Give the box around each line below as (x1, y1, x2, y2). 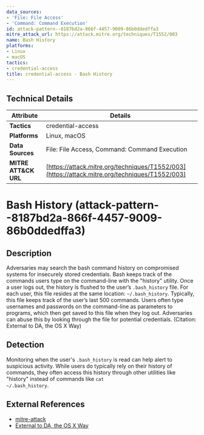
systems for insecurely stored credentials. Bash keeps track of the (6, 271, 172, 278)
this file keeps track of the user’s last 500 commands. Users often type (6, 297, 184, 304)
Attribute (11, 112, 38, 120)
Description (6, 248, 52, 258)
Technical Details (6, 93, 73, 104)
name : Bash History (6, 37, 56, 43)
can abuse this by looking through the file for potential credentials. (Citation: (6, 316, 197, 323)
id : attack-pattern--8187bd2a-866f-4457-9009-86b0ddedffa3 (6, 25, 159, 32)
